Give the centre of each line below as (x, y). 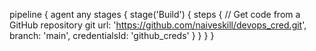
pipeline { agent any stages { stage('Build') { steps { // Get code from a (155, 14)
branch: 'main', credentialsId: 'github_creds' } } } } (112, 35)
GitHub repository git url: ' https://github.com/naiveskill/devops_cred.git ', (158, 25)
